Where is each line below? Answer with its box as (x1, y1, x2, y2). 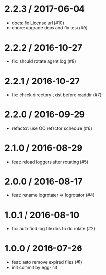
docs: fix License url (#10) (11, 20, 65, 26)
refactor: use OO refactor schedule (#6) (11, 125, 93, 131)
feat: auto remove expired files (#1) (11, 259, 82, 265)
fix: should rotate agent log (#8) (11, 58, 77, 64)
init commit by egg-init (11, 264, 57, 270)
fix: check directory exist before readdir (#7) (11, 92, 102, 98)
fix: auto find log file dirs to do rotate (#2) (11, 225, 95, 231)
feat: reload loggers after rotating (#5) (11, 159, 89, 165)
